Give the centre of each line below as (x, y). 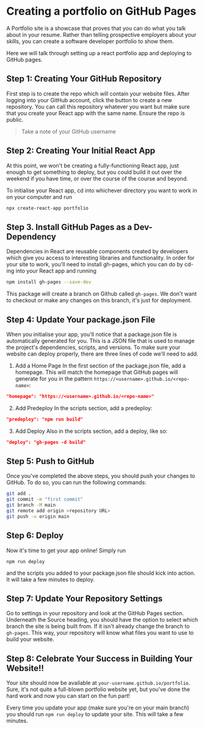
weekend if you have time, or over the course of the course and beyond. (97, 178)
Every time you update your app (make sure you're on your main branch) (98, 708)
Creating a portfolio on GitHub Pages (101, 11)
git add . (19, 494)
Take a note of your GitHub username (68, 131)
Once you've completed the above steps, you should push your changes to (101, 476)
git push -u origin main (38, 516)
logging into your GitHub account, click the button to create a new (89, 100)
